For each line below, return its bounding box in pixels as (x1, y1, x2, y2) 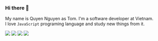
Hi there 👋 (5, 4, 30, 11)
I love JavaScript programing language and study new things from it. (5, 21, 145, 27)
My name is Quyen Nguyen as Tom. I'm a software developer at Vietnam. (5, 16, 154, 22)
